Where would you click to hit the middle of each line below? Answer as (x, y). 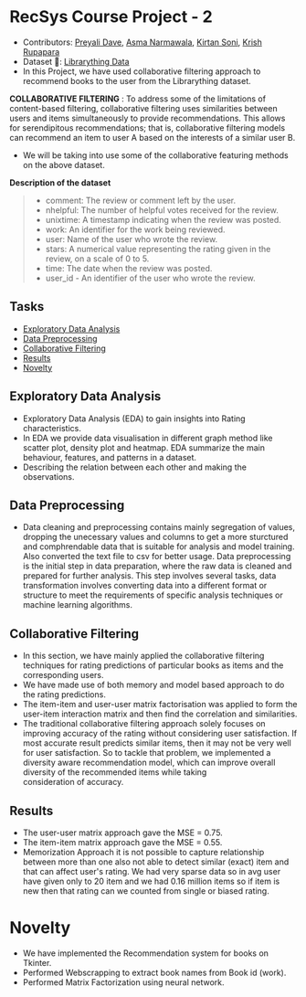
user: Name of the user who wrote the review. (131, 239)
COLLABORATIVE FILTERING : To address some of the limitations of (138, 99)
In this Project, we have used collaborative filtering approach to (142, 71)
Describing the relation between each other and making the (134, 467)
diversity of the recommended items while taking (115, 772)
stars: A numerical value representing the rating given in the (158, 249)
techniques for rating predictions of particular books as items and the (153, 665)
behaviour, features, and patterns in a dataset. (110, 457)
